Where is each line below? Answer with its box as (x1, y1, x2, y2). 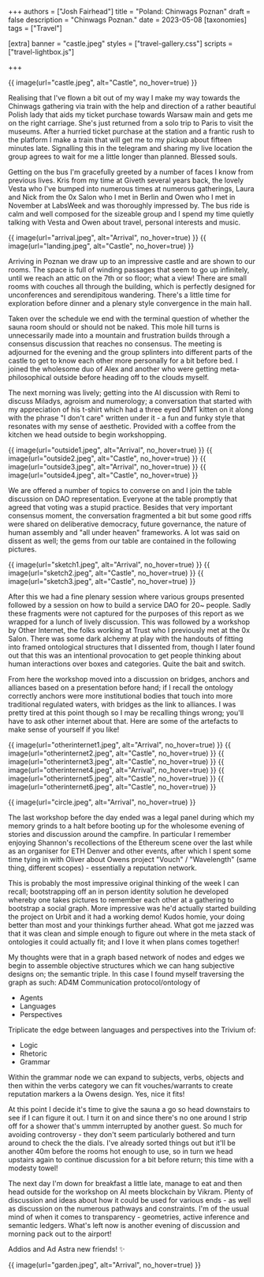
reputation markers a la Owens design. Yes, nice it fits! (8, 1090, 185, 1098)
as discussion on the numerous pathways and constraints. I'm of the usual (8, 1204, 250, 1213)
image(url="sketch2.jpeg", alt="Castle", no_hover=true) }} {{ (8, 568, 204, 578)
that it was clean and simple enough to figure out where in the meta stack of (8, 929, 256, 938)
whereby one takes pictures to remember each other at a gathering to (8, 895, 235, 904)
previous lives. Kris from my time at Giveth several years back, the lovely (8, 175, 244, 185)
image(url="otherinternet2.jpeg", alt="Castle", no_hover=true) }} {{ (8, 748, 225, 758)
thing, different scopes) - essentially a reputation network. (8, 863, 197, 872)
